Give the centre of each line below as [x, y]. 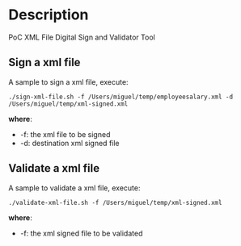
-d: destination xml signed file [70, 143]
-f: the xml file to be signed [65, 134]
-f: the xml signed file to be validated [81, 233]
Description [49, 15]
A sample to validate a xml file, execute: [74, 188]
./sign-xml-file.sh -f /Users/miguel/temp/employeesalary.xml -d [120, 97]
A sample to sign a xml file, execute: [68, 81]
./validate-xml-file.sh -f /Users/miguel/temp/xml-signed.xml [115, 202]
